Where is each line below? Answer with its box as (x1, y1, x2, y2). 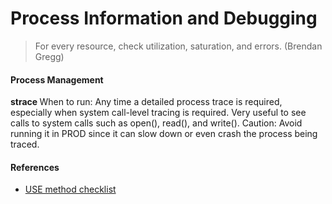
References (10, 161, 60, 173)
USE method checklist (24, 183, 117, 196)
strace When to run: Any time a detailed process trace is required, (10, 96, 283, 108)
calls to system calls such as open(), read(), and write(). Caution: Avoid (10, 117, 303, 129)
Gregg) (34, 50, 65, 62)
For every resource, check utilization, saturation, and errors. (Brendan (34, 40, 323, 52)
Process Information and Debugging (10, 7, 318, 30)
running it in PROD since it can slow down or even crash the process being (10, 128, 318, 140)
